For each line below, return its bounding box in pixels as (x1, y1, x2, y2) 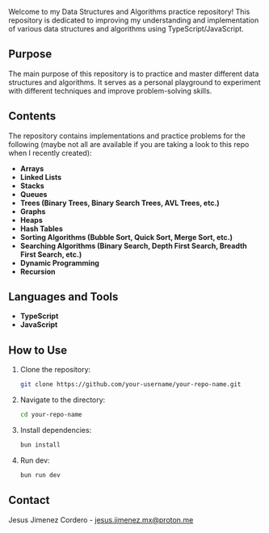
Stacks (19, 181, 44, 191)
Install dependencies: (19, 426, 92, 434)
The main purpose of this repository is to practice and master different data (8, 69, 259, 78)
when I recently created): (8, 148, 92, 157)
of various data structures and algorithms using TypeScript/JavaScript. (8, 24, 244, 33)
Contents (8, 109, 57, 124)
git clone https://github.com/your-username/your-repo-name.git (19, 380, 242, 388)
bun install (19, 441, 61, 449)
